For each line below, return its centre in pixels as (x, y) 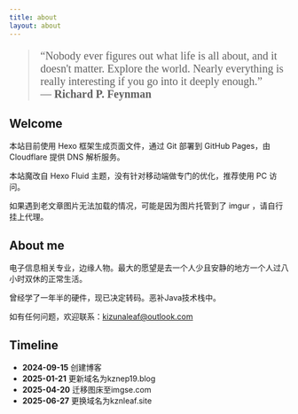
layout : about (35, 26)
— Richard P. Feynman (96, 94)
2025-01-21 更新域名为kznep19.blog (89, 379)
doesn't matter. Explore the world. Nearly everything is (162, 68)
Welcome (36, 124)
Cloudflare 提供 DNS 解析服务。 (67, 157)
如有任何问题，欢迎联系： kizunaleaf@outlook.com (101, 316)
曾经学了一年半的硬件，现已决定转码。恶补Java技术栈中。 (115, 298)
